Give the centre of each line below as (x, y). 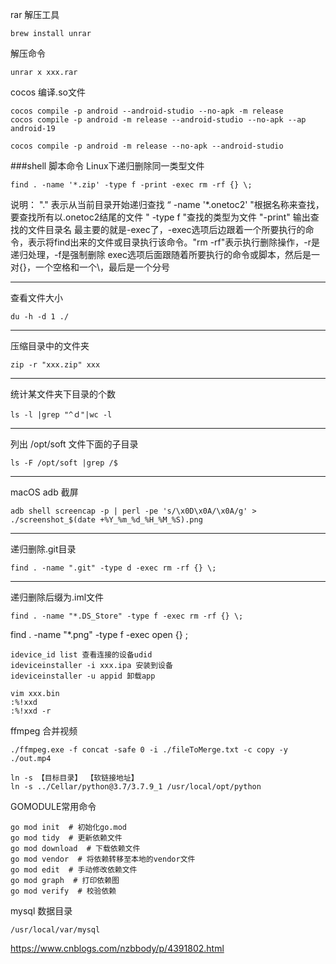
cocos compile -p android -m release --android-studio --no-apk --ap (158, 120)
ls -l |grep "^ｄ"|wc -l (61, 415)
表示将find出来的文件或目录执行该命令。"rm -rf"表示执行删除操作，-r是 (173, 242)
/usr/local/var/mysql (55, 930)
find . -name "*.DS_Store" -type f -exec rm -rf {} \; (127, 616)
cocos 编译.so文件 (48, 92)
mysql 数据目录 (41, 911)
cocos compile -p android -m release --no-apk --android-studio (147, 146)
